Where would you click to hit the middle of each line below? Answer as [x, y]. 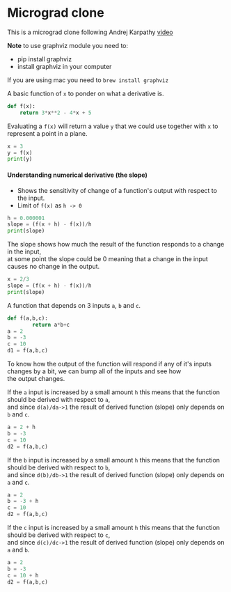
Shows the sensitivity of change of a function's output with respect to [117, 190]
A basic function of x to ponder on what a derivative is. [86, 93]
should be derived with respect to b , [59, 467]
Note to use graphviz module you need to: [68, 45]
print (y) [20, 159]
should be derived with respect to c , [59, 535]
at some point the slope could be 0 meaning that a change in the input [108, 259]
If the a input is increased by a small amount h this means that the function [114, 392]
